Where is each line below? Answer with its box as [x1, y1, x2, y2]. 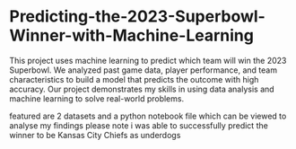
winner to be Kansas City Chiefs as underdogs [9, 129, 181, 140]
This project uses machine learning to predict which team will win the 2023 [9, 55, 287, 66]
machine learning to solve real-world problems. [9, 92, 185, 104]
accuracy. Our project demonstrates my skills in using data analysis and [9, 83, 275, 94]
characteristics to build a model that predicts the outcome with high [9, 74, 259, 84]
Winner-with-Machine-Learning [9, 25, 254, 46]
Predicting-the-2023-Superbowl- [9, 6, 266, 27]
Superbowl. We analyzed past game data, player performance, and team [9, 65, 278, 75]
